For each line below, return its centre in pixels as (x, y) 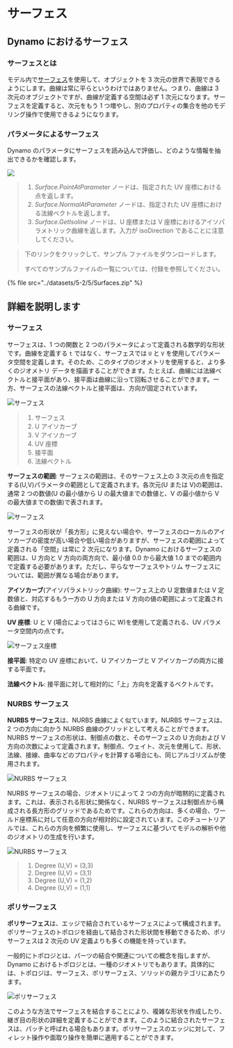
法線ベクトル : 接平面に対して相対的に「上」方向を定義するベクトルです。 (112, 684)
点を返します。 (56, 196)
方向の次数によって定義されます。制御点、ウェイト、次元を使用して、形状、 (116, 746)
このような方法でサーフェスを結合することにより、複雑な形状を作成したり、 (116, 1011)
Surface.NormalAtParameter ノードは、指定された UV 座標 (119, 205)
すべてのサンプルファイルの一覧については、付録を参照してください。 (124, 269)
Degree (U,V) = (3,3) (64, 866)
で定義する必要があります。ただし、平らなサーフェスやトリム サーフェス (111, 566)
